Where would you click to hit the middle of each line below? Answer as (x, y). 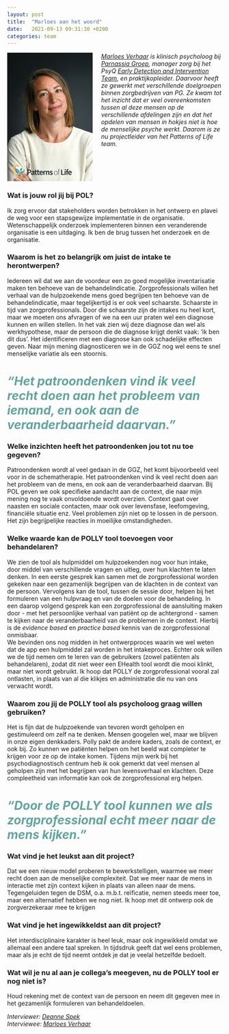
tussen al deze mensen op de (143, 108)
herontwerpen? (33, 266)
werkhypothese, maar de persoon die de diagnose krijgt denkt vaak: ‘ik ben (113, 332)
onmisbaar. (23, 635)
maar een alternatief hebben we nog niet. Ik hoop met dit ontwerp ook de (110, 900)
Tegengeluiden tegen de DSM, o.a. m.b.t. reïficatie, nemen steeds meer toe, (114, 893)
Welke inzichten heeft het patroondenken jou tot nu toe (100, 446)
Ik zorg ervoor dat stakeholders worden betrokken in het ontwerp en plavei (112, 210)
